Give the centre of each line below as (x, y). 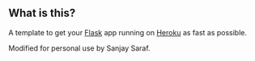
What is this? (42, 13)
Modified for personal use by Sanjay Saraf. (80, 48)
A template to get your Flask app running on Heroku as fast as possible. (128, 32)
